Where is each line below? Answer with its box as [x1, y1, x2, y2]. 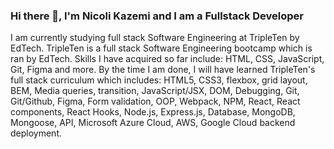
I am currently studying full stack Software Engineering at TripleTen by [10, 32, 300, 44]
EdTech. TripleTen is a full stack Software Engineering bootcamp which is [10, 42, 313, 54]
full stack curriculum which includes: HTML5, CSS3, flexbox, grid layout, [10, 74, 308, 86]
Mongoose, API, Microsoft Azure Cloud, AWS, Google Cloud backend [10, 117, 296, 129]
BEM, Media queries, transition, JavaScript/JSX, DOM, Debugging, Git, [10, 85, 300, 97]
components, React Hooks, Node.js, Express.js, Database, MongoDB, [10, 106, 296, 118]
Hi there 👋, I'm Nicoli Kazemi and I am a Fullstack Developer [10, 9, 305, 23]
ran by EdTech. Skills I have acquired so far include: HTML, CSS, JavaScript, [10, 53, 325, 65]
